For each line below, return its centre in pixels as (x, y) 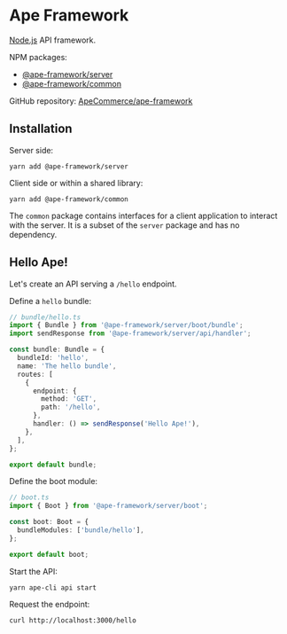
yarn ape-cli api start (53, 587)
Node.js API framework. (53, 40)
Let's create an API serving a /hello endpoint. (93, 284)
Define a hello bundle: (50, 301)
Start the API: (33, 571)
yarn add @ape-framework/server (69, 166)
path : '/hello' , (71, 407)
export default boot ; (49, 554)
